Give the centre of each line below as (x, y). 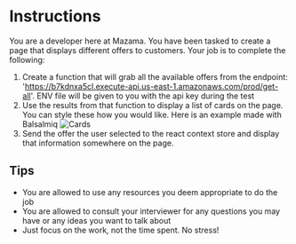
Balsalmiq (40, 124)
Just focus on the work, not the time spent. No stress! (120, 230)
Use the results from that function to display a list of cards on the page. (152, 105)
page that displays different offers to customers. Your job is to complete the (148, 50)
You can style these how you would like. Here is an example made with (152, 114)
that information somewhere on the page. (98, 143)
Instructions (55, 16)
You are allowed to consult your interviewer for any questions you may (151, 211)
